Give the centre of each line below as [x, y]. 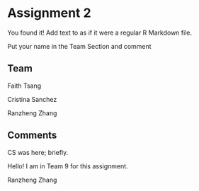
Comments [32, 135]
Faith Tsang [24, 86]
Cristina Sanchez [32, 99]
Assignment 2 [49, 13]
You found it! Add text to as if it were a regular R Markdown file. [100, 33]
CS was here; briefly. [38, 152]
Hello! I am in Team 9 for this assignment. [68, 166]
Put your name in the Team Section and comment [79, 46]
